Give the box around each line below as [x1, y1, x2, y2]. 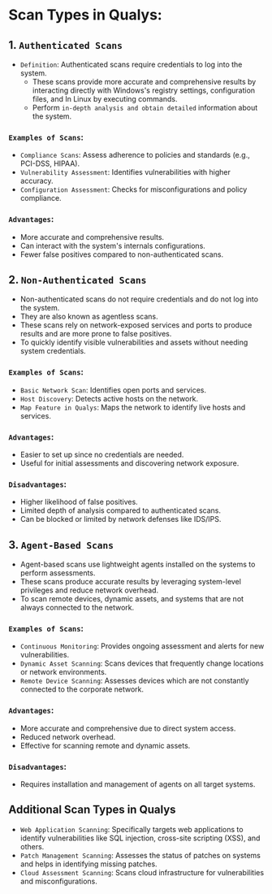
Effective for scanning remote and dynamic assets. [19, 740, 191, 750]
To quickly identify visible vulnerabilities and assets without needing [19, 337, 248, 347]
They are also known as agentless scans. [19, 311, 158, 322]
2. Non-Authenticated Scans [8, 272, 147, 286]
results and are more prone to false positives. [19, 329, 172, 339]
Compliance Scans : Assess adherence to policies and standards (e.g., [19, 150, 250, 160]
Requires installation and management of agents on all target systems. [19, 779, 256, 789]
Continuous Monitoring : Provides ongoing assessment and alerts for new [19, 641, 265, 651]
